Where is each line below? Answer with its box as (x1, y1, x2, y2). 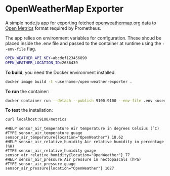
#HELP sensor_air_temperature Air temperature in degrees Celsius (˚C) (5, 126, 159, 131)
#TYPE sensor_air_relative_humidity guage (5, 148, 96, 153)
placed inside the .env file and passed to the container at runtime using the (5, 40, 161, 46)
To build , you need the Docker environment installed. (5, 69, 116, 75)
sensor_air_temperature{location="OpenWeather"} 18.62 (5, 135, 123, 140)
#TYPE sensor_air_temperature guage (5, 130, 82, 136)
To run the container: (5, 88, 50, 94)
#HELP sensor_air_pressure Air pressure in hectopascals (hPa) (5, 157, 142, 162)
